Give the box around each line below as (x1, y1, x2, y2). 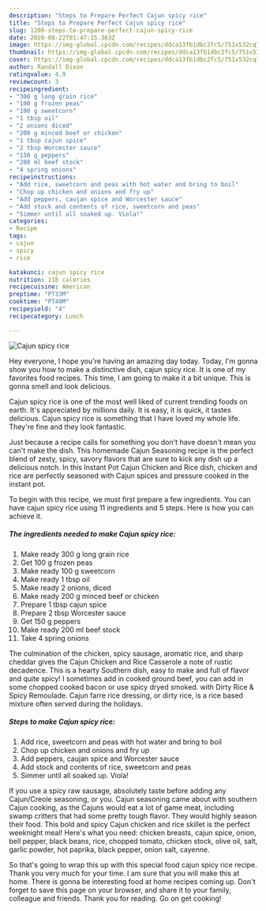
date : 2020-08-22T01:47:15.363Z (9, 33, 115, 42)
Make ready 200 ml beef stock (20, 625, 121, 634)
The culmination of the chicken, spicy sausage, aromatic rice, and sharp (9, 649, 244, 658)
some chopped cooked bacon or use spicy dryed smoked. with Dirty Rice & (9, 682, 255, 691)
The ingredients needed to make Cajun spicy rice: (9, 529, 176, 539)
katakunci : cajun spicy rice (9, 268, 105, 277)
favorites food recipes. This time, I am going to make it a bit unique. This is (9, 373, 251, 382)
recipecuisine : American (9, 283, 91, 291)
